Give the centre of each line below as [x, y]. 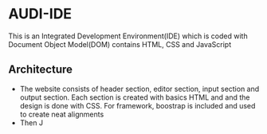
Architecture [41, 70]
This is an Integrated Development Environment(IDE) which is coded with [128, 36]
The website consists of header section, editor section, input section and [139, 89]
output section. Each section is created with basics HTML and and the [135, 97]
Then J [31, 122]
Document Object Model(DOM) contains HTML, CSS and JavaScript [120, 44]
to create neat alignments [62, 114]
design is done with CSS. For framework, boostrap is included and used [137, 105]
